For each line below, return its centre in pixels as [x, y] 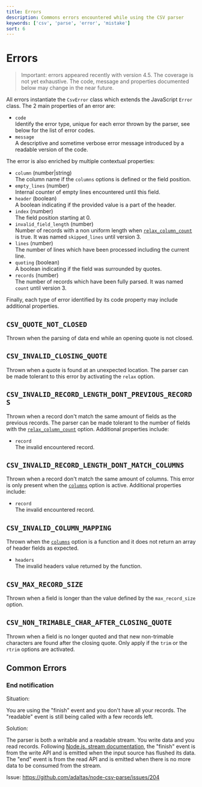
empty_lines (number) [42, 186]
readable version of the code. [51, 150]
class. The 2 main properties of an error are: [61, 106]
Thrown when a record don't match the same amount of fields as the [91, 416]
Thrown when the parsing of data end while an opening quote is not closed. [100, 338]
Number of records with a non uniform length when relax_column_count [103, 231]
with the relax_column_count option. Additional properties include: [88, 429]
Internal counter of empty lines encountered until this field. [87, 192]
